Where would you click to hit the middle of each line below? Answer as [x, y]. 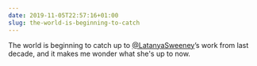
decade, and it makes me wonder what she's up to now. [99, 53]
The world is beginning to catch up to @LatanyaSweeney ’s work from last [128, 45]
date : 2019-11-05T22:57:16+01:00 [63, 15]
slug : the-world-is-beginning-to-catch [74, 23]
